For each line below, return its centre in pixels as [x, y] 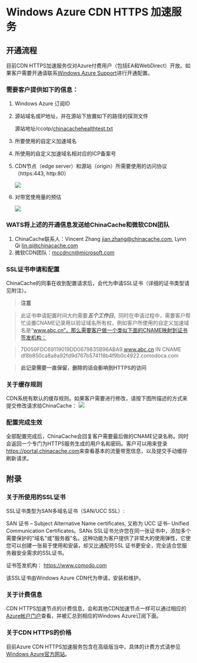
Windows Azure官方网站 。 [38, 654]
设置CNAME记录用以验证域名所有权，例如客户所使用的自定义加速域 [107, 323]
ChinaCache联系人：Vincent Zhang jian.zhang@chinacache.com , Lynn [100, 238]
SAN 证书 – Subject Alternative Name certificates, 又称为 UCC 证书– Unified [98, 523]
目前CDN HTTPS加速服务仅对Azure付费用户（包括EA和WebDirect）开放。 [96, 66]
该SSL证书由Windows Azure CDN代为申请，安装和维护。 [75, 578]
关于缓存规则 [24, 384]
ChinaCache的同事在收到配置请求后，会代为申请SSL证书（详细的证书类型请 [98, 283]
